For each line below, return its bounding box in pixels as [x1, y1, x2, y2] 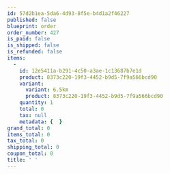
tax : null [19, 112, 48, 119]
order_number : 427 [7, 29, 59, 36]
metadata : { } [19, 118, 63, 125]
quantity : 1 [19, 99, 53, 106]
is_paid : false [7, 36, 51, 42]
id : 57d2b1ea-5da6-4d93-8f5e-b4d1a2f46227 [7, 10, 130, 17]
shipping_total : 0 [7, 144, 59, 151]
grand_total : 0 [7, 125, 51, 132]
